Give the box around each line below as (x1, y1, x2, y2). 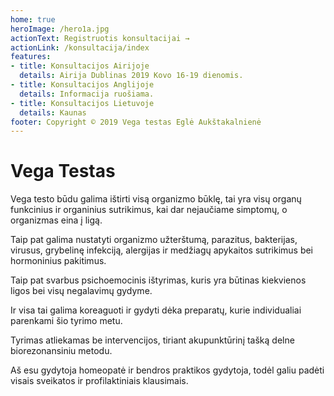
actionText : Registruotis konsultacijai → (10, 33, 190, 43)
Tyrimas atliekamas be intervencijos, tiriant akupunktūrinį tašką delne (10, 334, 295, 346)
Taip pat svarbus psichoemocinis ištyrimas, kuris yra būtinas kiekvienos (10, 274, 307, 286)
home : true (10, 14, 56, 25)
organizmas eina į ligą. (10, 214, 103, 226)
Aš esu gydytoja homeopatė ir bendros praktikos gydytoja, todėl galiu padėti (10, 364, 325, 376)
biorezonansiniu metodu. (10, 345, 113, 357)
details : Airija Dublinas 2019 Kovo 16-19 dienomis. (19, 71, 244, 81)
